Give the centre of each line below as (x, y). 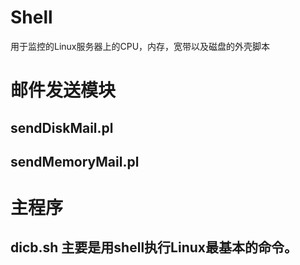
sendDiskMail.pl (62, 127)
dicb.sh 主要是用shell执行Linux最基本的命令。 (154, 247)
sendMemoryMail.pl (75, 161)
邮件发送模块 (63, 90)
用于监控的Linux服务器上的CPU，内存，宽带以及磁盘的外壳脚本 (140, 46)
